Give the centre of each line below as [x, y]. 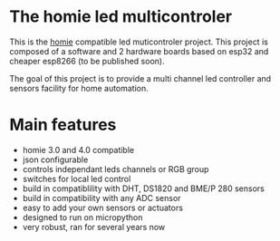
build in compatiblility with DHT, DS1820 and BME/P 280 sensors [143, 188]
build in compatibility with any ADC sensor [101, 198]
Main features [63, 125]
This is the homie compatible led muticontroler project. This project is [139, 42]
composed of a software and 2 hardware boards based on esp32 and [139, 51]
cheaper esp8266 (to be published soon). [87, 61]
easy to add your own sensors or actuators [103, 207]
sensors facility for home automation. [79, 88]
